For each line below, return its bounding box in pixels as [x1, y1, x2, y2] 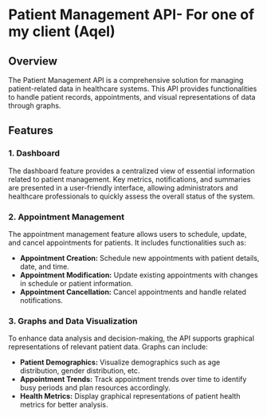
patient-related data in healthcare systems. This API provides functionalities [8, 84, 257, 93]
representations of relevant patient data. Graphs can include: [8, 342, 209, 352]
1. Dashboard [8, 148, 61, 159]
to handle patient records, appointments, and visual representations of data [8, 92, 256, 101]
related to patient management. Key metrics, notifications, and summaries [8, 174, 251, 184]
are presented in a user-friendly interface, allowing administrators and [8, 183, 238, 192]
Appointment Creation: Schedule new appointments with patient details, [19, 253, 260, 262]
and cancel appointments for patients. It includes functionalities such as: [8, 238, 247, 247]
